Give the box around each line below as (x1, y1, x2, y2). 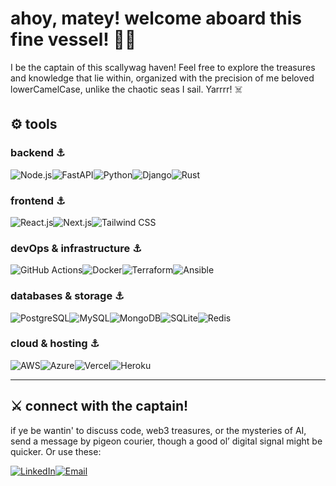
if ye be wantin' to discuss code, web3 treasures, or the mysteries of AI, (10, 424, 307, 436)
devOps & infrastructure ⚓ (10, 241, 142, 255)
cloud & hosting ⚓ (10, 337, 100, 351)
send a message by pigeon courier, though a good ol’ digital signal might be (10, 435, 323, 447)
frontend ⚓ (10, 193, 66, 207)
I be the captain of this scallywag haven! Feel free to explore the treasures (10, 61, 316, 73)
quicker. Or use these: (10, 445, 102, 457)
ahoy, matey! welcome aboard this (10, 7, 302, 30)
